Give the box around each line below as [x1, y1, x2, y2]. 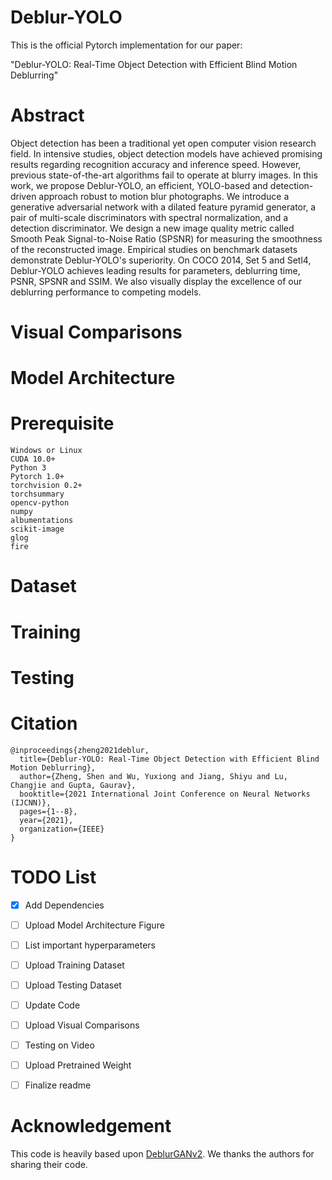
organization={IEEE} [19, 824, 105, 834]
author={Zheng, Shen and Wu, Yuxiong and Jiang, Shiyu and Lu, [19, 771, 288, 781]
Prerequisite [10, 412, 115, 435]
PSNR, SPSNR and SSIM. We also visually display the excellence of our [10, 275, 303, 287]
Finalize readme [24, 1079, 92, 1091]
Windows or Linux [10, 446, 83, 456]
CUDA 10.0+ [10, 454, 56, 465]
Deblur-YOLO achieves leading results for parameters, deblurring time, [10, 264, 301, 276]
